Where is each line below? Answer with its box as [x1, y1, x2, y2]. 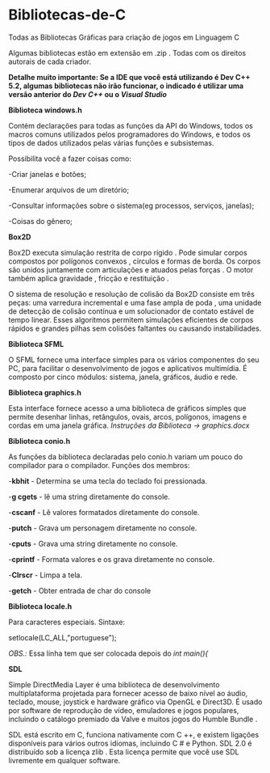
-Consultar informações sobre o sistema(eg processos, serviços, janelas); [8, 201, 255, 210]
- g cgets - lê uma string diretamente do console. [8, 492, 171, 501]
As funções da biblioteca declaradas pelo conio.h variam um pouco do [8, 451, 243, 462]
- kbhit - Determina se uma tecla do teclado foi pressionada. [8, 475, 208, 486]
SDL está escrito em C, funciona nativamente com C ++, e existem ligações [8, 729, 260, 739]
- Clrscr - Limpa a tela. [8, 570, 83, 580]
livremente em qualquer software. [8, 755, 121, 765]
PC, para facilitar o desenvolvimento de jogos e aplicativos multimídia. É [8, 363, 247, 373]
